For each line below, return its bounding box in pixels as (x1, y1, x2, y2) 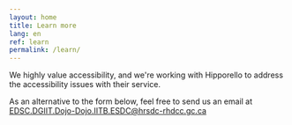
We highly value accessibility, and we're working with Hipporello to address (9, 70, 284, 80)
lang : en (9, 29, 41, 38)
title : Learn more (9, 21, 77, 30)
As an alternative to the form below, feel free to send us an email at (9, 96, 253, 107)
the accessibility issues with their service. (9, 79, 161, 90)
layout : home (9, 12, 57, 22)
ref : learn (9, 37, 49, 47)
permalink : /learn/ (9, 46, 81, 55)
